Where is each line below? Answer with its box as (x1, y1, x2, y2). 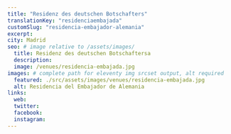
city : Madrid (7, 37, 46, 44)
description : (14, 57, 53, 64)
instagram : (14, 116, 46, 123)
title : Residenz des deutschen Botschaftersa (14, 50, 151, 57)
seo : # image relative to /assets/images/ (7, 43, 135, 50)
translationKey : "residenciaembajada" (7, 17, 122, 24)
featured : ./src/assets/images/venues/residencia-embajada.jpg (14, 76, 205, 84)
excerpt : (7, 30, 33, 38)
